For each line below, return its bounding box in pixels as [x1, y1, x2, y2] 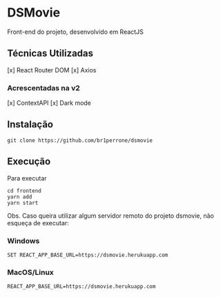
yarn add [7, 193, 32, 201]
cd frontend [7, 187, 41, 194]
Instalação [7, 119, 54, 130]
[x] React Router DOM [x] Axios [7, 65, 97, 74]
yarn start [7, 199, 39, 206]
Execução [7, 156, 51, 167]
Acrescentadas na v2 [7, 83, 81, 92]
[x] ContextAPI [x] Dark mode [7, 99, 92, 107]
